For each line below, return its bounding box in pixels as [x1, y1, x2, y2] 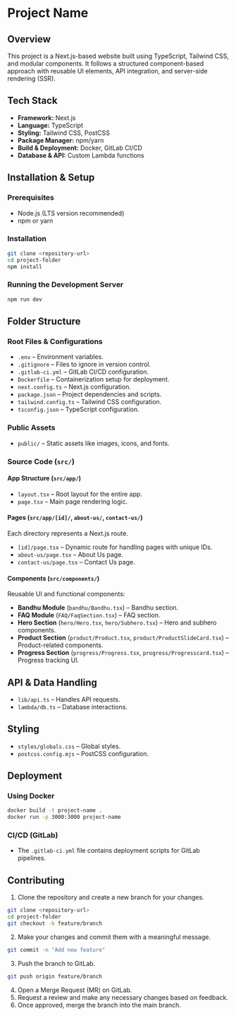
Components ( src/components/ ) [7, 574, 100, 582]
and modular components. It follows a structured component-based [7, 59, 204, 68]
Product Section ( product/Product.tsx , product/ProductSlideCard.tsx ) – [17, 634, 229, 642]
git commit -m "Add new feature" [7, 946, 106, 953]
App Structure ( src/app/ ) [7, 474, 82, 483]
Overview [7, 33, 51, 45]
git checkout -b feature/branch [7, 920, 102, 927]
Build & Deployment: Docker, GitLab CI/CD [17, 143, 143, 152]
